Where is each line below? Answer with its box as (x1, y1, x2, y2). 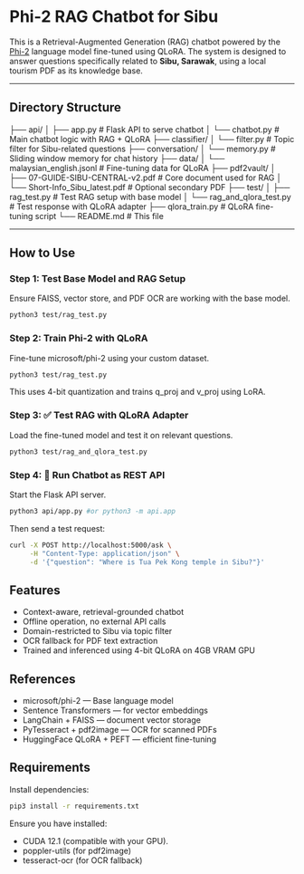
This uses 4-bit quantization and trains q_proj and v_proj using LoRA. (9, 387, 266, 398)
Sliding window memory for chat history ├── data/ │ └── (9, 152, 225, 164)
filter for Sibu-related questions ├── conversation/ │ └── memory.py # (9, 143, 276, 154)
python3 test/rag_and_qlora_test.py (9, 447, 147, 456)
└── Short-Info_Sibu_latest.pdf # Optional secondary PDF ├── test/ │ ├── (9, 181, 290, 192)
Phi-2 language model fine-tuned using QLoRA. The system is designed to (9, 45, 287, 56)
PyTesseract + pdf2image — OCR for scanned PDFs (22, 725, 217, 735)
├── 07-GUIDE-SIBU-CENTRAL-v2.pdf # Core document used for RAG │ (9, 172, 282, 183)
